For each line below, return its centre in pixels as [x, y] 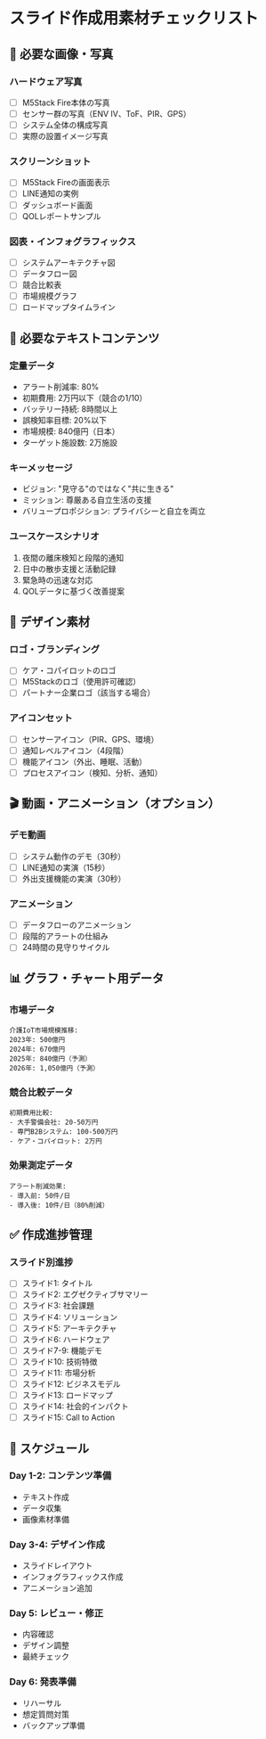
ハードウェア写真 [46, 81]
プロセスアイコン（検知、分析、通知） [92, 773]
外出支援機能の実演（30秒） [74, 878]
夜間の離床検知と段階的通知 [73, 557]
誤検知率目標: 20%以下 [64, 420]
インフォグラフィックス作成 [73, 1577]
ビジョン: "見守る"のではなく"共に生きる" [98, 489]
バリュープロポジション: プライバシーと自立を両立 [114, 511]
